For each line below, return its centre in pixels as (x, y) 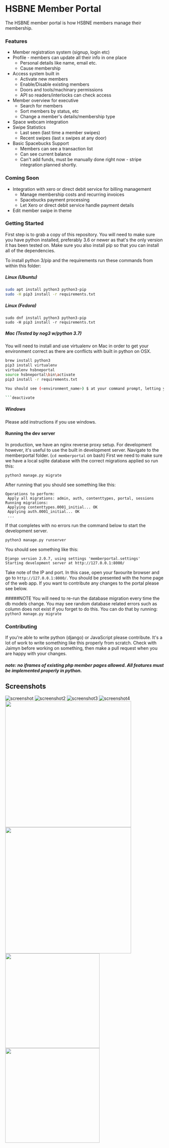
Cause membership (40, 68)
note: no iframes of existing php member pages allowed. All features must (84, 665)
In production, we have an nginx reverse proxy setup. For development (78, 444)
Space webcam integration (40, 122)
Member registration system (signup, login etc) (61, 52)
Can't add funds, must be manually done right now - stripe (81, 160)
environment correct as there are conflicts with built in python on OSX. (78, 351)
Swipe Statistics (29, 127)
